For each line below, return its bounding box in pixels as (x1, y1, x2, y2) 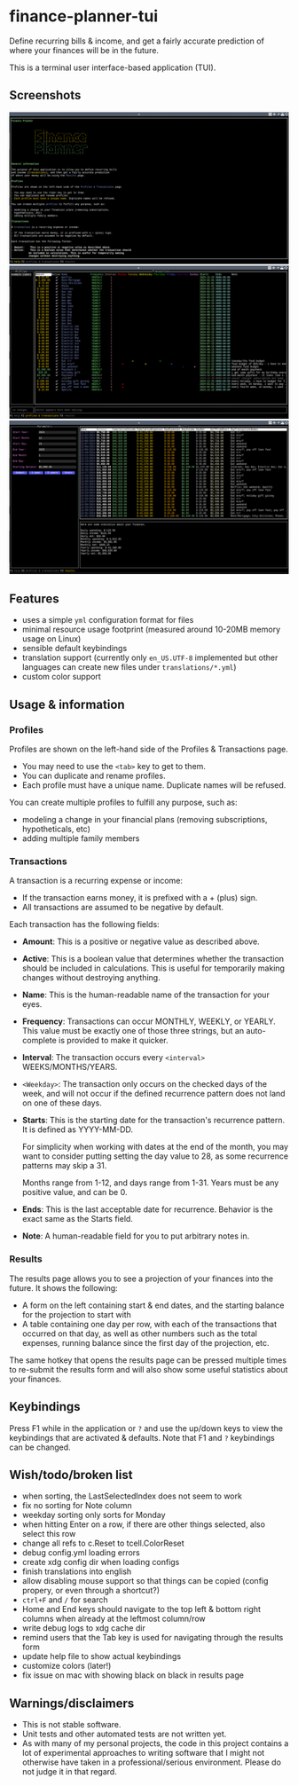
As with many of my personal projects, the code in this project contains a (21, 1738, 289, 1749)
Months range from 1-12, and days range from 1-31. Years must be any (21, 1177, 279, 1188)
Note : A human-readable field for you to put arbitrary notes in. (21, 1231, 250, 1241)
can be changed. (9, 1442, 71, 1452)
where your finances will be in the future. (9, 44, 160, 55)
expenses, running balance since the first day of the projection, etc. (21, 1337, 270, 1348)
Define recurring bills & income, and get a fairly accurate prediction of (9, 35, 264, 46)
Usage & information (9, 696, 126, 712)
